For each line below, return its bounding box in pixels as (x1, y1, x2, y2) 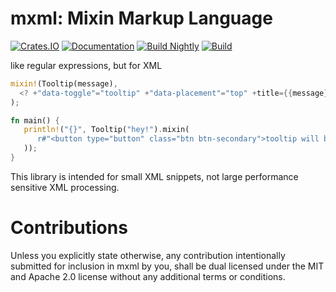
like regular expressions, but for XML (10, 59, 163, 71)
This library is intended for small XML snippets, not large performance (10, 170, 299, 182)
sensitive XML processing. (10, 181, 120, 193)
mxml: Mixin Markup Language (10, 7, 273, 30)
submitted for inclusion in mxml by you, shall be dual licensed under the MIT (10, 260, 325, 272)
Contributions (10, 217, 128, 239)
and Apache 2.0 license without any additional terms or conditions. (10, 270, 286, 282)
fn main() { (10, 115, 60, 126)
